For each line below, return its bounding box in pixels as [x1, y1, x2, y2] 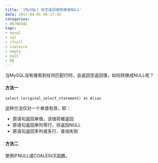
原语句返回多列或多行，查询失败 [12, 128, 78, 134]
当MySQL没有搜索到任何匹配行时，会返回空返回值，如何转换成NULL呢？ [5, 73, 154, 79]
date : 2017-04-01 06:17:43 [5, 12, 61, 17]
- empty [5, 49, 21, 54]
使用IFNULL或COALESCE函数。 [5, 153, 70, 159]
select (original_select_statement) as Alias [5, 96, 101, 101]
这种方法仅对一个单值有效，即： [5, 105, 71, 111]
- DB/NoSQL [5, 21, 28, 26]
